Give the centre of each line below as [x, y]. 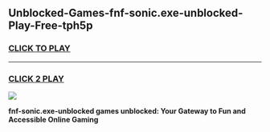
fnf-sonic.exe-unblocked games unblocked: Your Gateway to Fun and [127, 110]
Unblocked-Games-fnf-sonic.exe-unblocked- [126, 13]
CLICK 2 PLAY [36, 78]
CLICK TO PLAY [39, 49]
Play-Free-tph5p [51, 26]
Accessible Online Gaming [53, 119]
